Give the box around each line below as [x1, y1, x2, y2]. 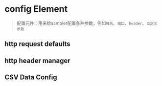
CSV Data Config [4, 73, 57, 82]
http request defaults [4, 40, 70, 48]
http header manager [4, 56, 70, 64]
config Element [4, 3, 68, 15]
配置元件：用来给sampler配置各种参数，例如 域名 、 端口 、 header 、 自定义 [16, 20, 158, 26]
